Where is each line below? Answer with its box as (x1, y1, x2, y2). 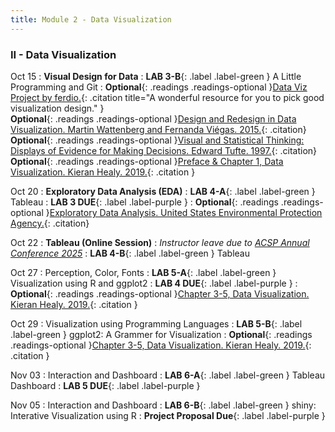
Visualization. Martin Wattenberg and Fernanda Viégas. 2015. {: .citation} (10, 123, 307, 135)
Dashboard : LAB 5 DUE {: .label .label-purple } (10, 379, 201, 391)
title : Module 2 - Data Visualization (10, 14, 172, 25)
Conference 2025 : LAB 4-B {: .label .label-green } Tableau (10, 247, 250, 259)
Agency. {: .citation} (10, 217, 90, 229)
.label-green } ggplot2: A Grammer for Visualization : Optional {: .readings (10, 328, 313, 340)
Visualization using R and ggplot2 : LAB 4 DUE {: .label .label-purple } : (10, 277, 298, 289)
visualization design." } (10, 102, 105, 114)
